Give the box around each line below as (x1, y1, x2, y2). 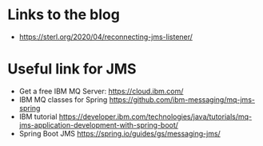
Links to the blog (7, 6, 121, 24)
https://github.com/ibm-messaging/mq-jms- (109, 94, 255, 105)
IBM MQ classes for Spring (18, 94, 108, 105)
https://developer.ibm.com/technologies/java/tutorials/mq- (58, 112, 253, 121)
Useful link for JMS (7, 60, 137, 78)
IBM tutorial (18, 112, 58, 121)
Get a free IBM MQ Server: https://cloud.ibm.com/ (18, 86, 184, 96)
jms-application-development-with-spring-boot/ (18, 120, 179, 129)
